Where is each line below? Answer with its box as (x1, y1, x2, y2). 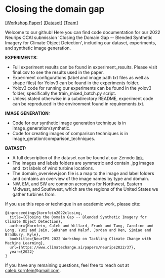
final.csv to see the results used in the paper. (12, 69, 104, 75)
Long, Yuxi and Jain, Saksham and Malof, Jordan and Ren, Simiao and (5, 228, 152, 233)
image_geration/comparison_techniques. (12, 136, 95, 141)
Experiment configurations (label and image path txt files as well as (12, 74, 149, 80)
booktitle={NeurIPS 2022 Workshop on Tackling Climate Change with (9, 236, 152, 241)
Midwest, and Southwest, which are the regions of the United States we (12, 186, 159, 192)
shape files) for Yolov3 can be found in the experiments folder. (12, 80, 140, 86)
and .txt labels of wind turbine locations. (12, 165, 94, 171)
